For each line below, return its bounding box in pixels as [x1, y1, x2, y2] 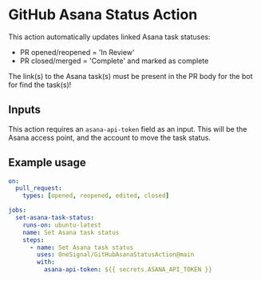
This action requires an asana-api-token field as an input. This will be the [8, 124, 247, 133]
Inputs [8, 103, 42, 117]
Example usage [8, 156, 86, 169]
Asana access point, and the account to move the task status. [8, 133, 212, 142]
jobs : [8, 206, 26, 215]
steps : [22, 235, 45, 244]
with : [37, 258, 56, 267]
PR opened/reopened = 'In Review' [19, 47, 136, 57]
